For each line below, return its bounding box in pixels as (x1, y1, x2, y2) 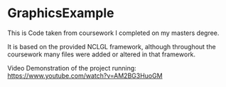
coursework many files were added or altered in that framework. (7, 50, 196, 58)
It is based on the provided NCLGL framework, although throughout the (7, 42, 216, 51)
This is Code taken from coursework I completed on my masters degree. (7, 29, 220, 37)
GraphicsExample (7, 5, 115, 21)
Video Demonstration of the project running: (7, 63, 136, 72)
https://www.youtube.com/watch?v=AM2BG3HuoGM (7, 71, 163, 80)
